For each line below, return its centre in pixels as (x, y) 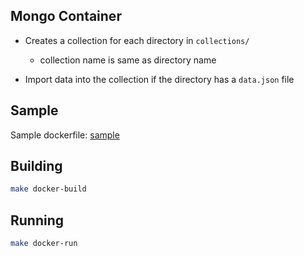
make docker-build (48, 189)
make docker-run (44, 244)
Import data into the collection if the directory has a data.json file (159, 79)
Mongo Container (66, 16)
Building (36, 166)
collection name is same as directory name (128, 60)
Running (37, 220)
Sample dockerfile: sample (65, 135)
